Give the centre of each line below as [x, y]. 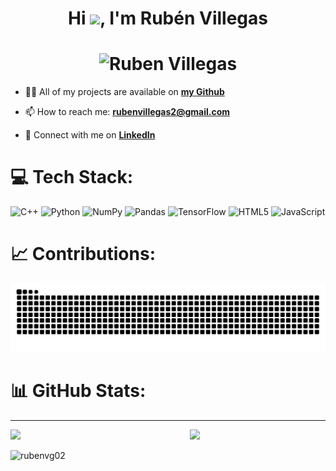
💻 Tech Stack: [72, 177]
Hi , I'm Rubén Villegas [168, 18]
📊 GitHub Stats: [78, 390]
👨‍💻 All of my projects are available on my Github [124, 92]
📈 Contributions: [83, 254]
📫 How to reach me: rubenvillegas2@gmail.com [127, 112]
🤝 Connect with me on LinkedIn [90, 135]
